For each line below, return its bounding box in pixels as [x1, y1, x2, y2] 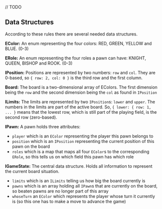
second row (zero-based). [5, 114, 57, 120]
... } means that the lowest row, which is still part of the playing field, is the [5, 109, 157, 115]
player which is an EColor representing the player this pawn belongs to [12, 133, 154, 139]
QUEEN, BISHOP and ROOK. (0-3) [5, 60, 73, 66]
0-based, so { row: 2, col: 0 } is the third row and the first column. [5, 75, 143, 81]
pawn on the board [12, 143, 50, 149]
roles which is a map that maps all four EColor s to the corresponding [12, 148, 150, 155]
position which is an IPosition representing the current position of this [12, 138, 155, 144]
